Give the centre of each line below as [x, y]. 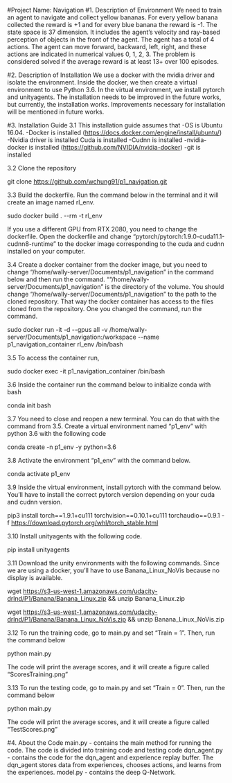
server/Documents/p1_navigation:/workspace [72, 337]
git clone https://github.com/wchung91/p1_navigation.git [87, 182]
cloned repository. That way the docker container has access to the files [110, 301]
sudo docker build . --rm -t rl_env [55, 215]
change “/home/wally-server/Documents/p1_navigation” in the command [110, 272]
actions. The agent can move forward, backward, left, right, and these [107, 47]
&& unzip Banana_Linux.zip [146, 598]
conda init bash [29, 405]
